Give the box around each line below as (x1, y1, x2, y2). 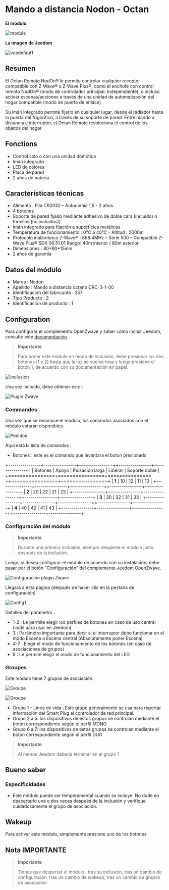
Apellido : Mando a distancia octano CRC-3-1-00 (12, 284, 115, 290)
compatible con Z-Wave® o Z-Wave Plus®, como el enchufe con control (5, 83, 154, 89)
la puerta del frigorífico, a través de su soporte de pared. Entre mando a (5, 114, 155, 120)
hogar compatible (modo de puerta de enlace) (5, 99, 101, 105)
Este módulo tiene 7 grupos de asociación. (5, 675, 94, 681)
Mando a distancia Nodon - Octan (5, 4, 149, 15)
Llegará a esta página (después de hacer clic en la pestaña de (5, 584, 135, 590)
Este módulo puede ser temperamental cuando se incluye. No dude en (12, 792, 159, 799)
